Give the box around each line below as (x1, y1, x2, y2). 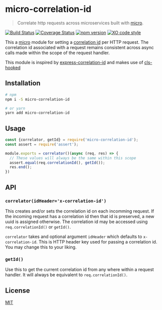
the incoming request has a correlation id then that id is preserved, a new (5, 213, 155, 219)
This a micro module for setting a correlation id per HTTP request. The (5, 39, 149, 45)
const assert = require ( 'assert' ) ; (5, 142, 79, 147)
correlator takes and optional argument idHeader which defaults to (5, 233, 142, 239)
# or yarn (5, 106, 26, 111)
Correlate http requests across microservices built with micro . (17, 20, 144, 26)
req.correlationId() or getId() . (5, 224, 71, 230)
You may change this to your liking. (5, 244, 77, 250)
